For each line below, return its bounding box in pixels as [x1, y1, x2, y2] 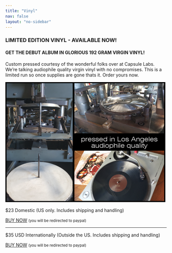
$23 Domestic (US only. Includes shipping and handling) [5, 207, 124, 213]
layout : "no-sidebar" [5, 19, 52, 24]
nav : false [5, 13, 29, 19]
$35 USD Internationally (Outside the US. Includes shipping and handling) [5, 231, 160, 238]
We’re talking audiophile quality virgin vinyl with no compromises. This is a [5, 66, 162, 72]
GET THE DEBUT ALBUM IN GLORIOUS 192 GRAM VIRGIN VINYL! [5, 49, 145, 55]
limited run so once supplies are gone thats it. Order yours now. [5, 72, 139, 78]
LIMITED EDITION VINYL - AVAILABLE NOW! [5, 36, 117, 44]
